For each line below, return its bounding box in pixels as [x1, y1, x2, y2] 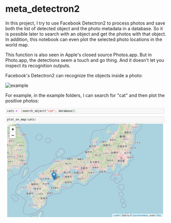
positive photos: [5, 98, 39, 104]
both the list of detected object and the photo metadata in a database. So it [5, 25, 163, 31]
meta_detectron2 [5, 3, 80, 15]
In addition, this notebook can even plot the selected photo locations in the [5, 36, 162, 42]
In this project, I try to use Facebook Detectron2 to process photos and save [5, 20, 165, 26]
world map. [5, 41, 29, 48]
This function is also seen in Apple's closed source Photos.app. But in [5, 52, 152, 58]
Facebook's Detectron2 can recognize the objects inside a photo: [5, 72, 143, 78]
